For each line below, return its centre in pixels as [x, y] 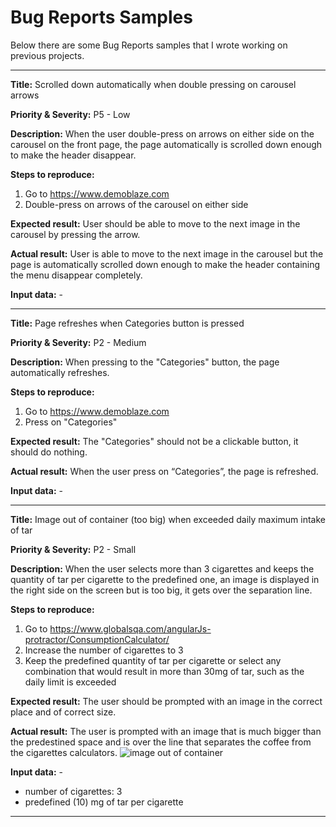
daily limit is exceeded [70, 682]
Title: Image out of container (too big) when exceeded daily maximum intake [168, 519]
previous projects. [47, 55]
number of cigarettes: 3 [73, 791]
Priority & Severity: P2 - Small [73, 549]
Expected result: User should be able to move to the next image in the [155, 223]
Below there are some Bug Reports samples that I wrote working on [149, 45]
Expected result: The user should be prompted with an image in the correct [166, 701]
